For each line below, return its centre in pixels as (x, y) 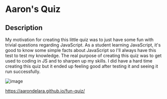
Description (24, 28)
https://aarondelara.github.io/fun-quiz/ (45, 91)
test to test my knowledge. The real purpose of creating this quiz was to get (83, 55)
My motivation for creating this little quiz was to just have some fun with (79, 39)
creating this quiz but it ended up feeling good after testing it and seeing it (82, 66)
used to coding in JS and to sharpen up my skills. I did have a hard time (79, 61)
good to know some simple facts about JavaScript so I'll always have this (81, 50)
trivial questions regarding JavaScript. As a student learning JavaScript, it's (83, 45)
